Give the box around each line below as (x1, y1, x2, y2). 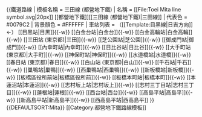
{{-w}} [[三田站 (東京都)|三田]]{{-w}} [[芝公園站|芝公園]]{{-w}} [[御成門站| (6, 36, 189, 43)
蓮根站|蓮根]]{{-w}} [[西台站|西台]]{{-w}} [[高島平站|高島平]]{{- (36, 89, 193, 96)
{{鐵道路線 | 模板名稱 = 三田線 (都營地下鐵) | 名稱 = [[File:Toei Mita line (6, 6, 181, 13)
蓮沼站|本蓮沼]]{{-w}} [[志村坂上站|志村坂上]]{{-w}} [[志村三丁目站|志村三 (6, 81, 189, 88)
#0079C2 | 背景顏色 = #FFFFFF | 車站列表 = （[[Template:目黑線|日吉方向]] (6, 21, 194, 28)
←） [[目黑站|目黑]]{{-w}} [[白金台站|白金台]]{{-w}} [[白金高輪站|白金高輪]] (6, 28, 192, 36)
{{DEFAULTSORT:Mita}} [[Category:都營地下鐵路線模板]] (6, 104, 146, 111)
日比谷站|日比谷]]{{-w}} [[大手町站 (105, 43, 191, 51)
